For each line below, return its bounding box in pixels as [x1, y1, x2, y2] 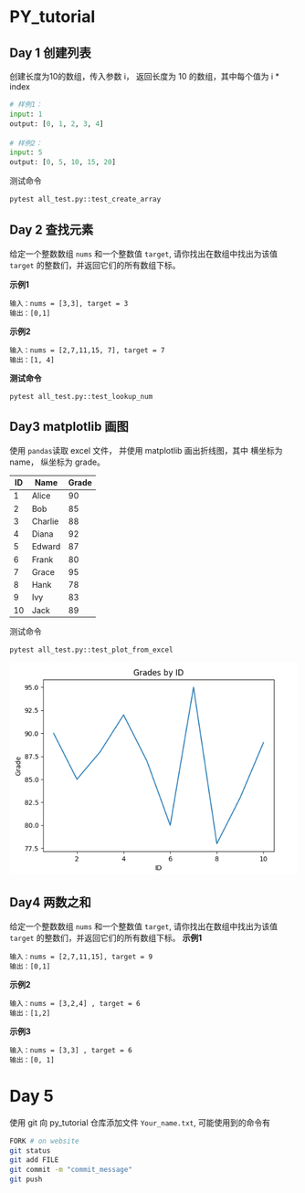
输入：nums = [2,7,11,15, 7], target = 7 [9, 345, 165, 355]
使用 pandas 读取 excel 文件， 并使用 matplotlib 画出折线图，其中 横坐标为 [9, 445, 283, 455]
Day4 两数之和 [9, 895, 91, 910]
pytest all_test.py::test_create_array [9, 194, 162, 204]
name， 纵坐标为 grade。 [9, 456, 105, 467]
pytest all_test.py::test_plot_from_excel [9, 645, 174, 654]
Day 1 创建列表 [9, 45, 91, 60]
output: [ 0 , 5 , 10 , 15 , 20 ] [9, 158, 117, 167]
